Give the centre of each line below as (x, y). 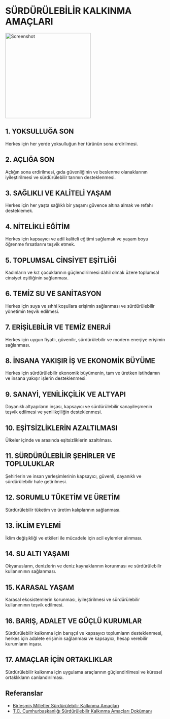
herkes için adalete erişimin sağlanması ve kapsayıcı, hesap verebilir (77, 638)
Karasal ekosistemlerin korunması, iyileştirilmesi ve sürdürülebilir (73, 600)
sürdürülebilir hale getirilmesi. (36, 481)
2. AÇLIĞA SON (30, 160)
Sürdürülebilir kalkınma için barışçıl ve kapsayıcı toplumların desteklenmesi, (84, 633)
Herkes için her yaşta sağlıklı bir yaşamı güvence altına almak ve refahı (79, 205)
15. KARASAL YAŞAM (40, 587)
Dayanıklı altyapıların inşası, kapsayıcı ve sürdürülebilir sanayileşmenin (79, 407)
